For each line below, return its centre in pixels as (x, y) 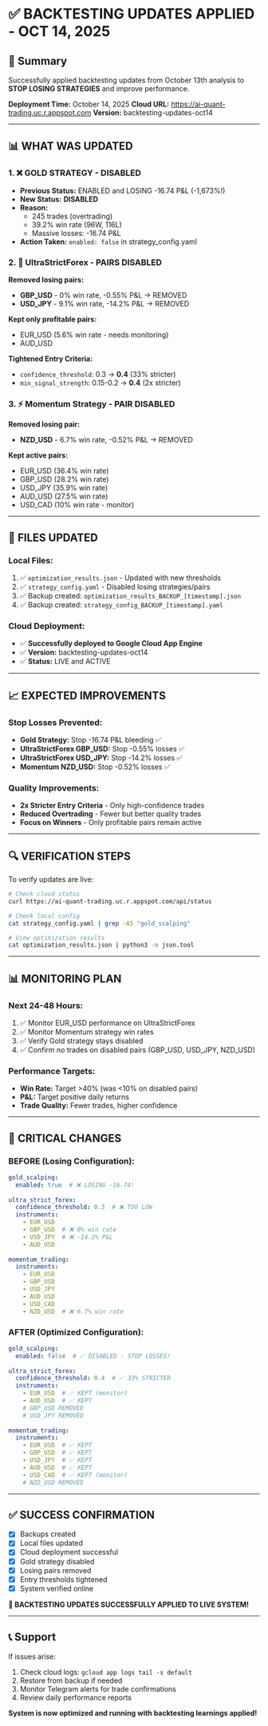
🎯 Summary (38, 61)
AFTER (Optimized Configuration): (76, 1332)
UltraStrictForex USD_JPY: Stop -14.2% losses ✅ (101, 758)
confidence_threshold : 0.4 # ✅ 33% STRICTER (93, 1378)
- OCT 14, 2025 (59, 32)
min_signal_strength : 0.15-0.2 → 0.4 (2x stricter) (100, 382)
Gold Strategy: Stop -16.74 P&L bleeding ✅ (91, 739)
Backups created (48, 1534)
